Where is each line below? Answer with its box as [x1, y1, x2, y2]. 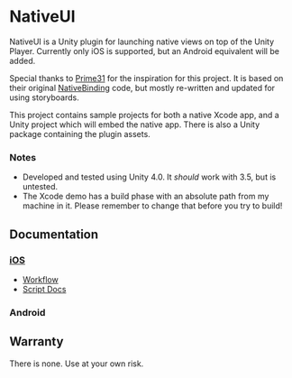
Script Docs [22, 283, 67, 294]
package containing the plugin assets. [9, 128, 151, 139]
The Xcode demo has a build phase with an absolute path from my [22, 191, 269, 202]
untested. [22, 181, 59, 192]
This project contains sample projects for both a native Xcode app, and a [9, 109, 279, 120]
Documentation [9, 226, 99, 242]
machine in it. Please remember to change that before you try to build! [22, 200, 283, 211]
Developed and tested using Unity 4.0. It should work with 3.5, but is [22, 171, 277, 182]
